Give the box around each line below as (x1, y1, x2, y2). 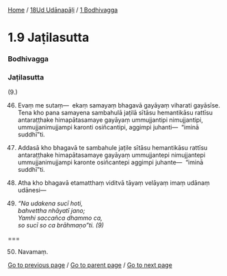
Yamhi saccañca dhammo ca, (17, 214, 103, 222)
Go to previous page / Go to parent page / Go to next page (8, 261, 173, 269)
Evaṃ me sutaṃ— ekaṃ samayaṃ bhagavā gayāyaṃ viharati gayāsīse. (17, 101, 221, 110)
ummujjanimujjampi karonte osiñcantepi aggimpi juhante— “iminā (17, 158, 204, 166)
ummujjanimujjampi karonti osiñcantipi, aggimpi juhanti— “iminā (17, 123, 200, 131)
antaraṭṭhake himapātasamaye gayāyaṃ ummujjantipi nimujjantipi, (17, 116, 204, 124)
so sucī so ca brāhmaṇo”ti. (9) (17, 221, 105, 229)
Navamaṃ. (17, 248, 49, 256)
